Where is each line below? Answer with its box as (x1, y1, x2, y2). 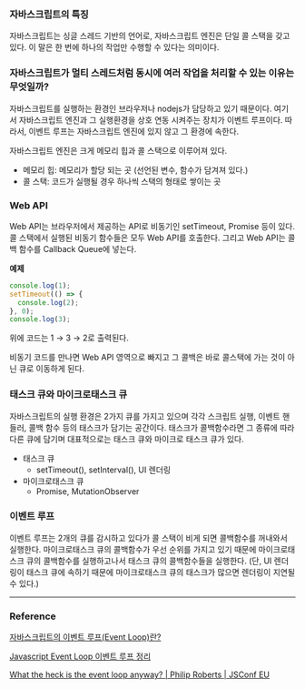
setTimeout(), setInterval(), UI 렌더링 (35, 464, 171, 475)
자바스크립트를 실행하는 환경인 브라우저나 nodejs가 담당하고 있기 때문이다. (9, 103, 272, 114)
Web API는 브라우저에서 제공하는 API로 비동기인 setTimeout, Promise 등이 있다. (9, 220, 295, 231)
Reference (9, 610, 56, 623)
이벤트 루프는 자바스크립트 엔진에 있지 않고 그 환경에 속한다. (28, 126, 240, 137)
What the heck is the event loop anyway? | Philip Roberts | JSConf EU (9, 669, 271, 680)
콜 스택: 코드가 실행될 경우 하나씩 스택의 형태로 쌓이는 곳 (22, 176, 221, 187)
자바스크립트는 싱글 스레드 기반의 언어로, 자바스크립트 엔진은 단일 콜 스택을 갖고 (9, 30, 290, 42)
